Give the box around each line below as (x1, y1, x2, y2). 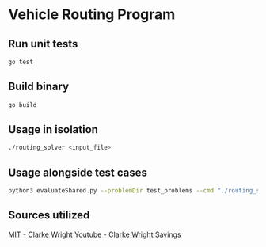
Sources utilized (8, 208, 90, 222)
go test (8, 58, 34, 66)
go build (8, 101, 37, 108)
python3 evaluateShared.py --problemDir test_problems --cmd (8, 187, 215, 195)
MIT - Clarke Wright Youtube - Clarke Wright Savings (8, 230, 181, 239)
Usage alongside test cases (8, 165, 148, 179)
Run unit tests (8, 37, 78, 51)
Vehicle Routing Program (8, 6, 176, 24)
